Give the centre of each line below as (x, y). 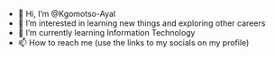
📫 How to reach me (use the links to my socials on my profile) (133, 43)
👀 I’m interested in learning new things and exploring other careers (142, 23)
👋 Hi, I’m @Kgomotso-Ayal (66, 14)
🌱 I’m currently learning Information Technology (106, 33)
